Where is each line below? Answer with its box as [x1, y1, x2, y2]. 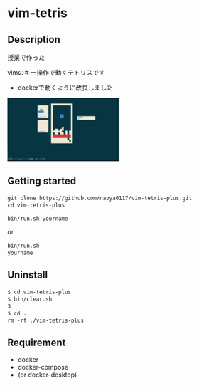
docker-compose [17, 362, 69, 371]
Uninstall [7, 268, 48, 281]
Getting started [7, 174, 77, 187]
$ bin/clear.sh [7, 296, 53, 303]
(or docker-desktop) [17, 370, 77, 379]
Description [7, 33, 60, 46]
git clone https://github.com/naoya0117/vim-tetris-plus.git [7, 194, 193, 202]
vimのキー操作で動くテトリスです [7, 68, 105, 76]
